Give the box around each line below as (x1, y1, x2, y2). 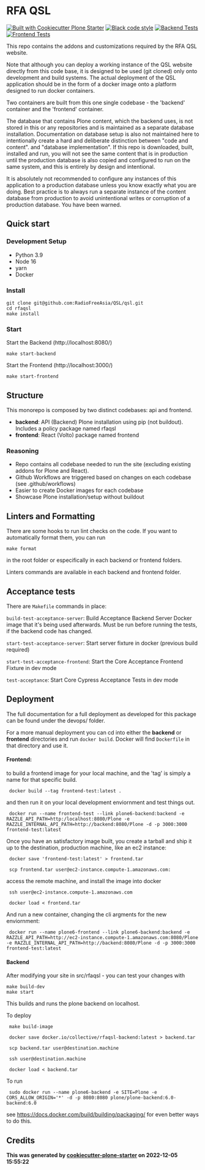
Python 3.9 (15, 251, 43, 259)
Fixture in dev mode (6, 664, 57, 671)
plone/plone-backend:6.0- (110, 1094, 176, 1101)
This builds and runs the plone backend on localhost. (6, 1000, 140, 1007)
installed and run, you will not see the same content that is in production (6, 150, 188, 157)
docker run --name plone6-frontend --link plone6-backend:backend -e (9, 929, 190, 935)
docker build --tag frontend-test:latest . (9, 787, 122, 794)
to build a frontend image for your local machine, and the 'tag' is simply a (6, 769, 191, 777)
